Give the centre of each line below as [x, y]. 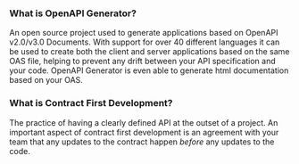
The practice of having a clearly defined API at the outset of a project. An [144, 122]
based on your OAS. [46, 80]
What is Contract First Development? [91, 103]
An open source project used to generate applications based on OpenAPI [144, 33]
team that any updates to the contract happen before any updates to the [142, 142]
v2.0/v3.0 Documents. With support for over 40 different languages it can [145, 42]
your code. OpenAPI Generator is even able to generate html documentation [149, 70]
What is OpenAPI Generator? [73, 13]
